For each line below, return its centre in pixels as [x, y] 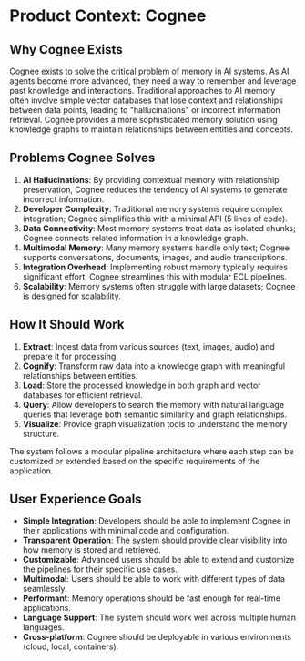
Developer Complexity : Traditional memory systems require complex [153, 208]
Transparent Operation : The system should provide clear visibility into [155, 540]
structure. [41, 433]
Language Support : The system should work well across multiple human [159, 618]
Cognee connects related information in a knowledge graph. [135, 238]
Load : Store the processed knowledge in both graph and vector [142, 385]
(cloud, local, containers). [71, 646]
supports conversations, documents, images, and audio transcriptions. [155, 257]
